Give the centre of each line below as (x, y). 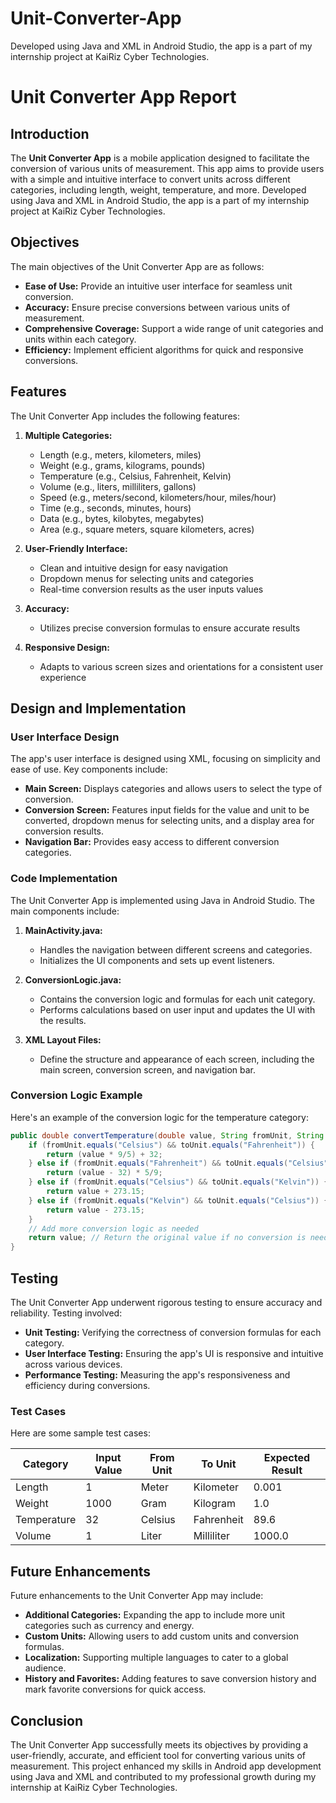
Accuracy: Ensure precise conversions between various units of (157, 307)
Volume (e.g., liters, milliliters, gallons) (118, 486)
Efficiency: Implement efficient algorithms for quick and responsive (164, 349)
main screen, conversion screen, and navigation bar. (148, 1069)
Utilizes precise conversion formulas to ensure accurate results (170, 628)
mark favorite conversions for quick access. (115, 1689)
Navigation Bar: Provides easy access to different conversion (152, 842)
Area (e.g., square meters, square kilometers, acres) (147, 529)
